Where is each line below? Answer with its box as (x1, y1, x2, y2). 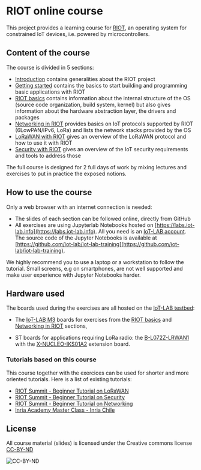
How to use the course (6, 187, 92, 197)
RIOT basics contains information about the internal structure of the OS (14, 94, 191, 101)
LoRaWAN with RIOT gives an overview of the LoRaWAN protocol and (14, 133, 187, 140)
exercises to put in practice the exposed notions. (6, 170, 127, 177)
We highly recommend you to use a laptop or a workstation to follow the (6, 258, 184, 265)
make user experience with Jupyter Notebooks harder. (6, 271, 141, 279)
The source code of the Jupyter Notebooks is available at (14, 234, 157, 241)
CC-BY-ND (6, 446, 34, 453)
